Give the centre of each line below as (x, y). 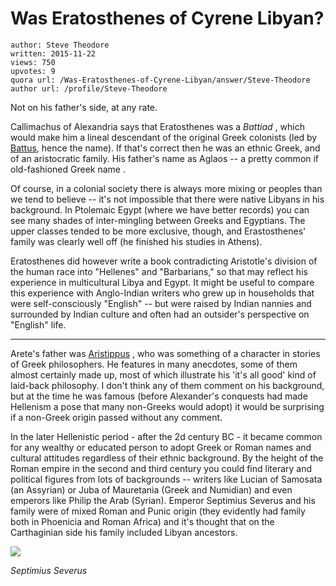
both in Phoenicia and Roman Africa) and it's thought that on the (142, 521)
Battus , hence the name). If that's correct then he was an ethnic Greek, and (165, 148)
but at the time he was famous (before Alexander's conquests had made (159, 396)
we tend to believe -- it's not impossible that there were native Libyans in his (167, 199)
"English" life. (38, 324)
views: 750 (33, 62)
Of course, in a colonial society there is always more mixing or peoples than (166, 188)
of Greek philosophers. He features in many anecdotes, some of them (154, 364)
